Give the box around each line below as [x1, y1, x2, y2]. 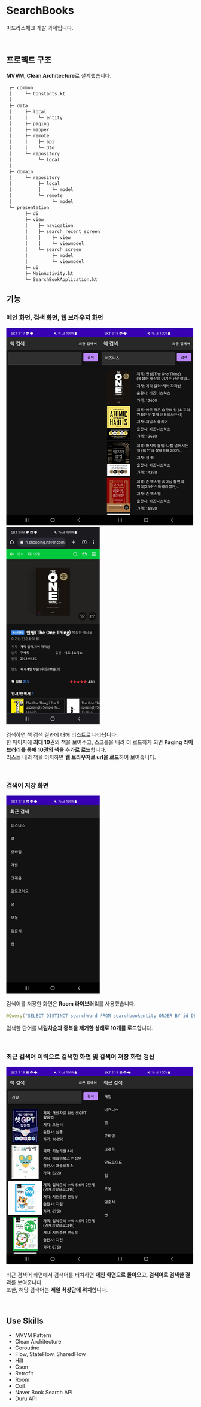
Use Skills [6, 1315, 44, 1326]
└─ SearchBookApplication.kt [25, 276, 98, 282]
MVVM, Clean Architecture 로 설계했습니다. [6, 72, 112, 79]
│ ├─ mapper [8, 126, 50, 132]
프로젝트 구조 [6, 55, 52, 65]
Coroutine [14, 1344, 40, 1351]
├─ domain [8, 168, 33, 174]
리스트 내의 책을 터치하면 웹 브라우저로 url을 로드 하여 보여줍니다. [6, 754, 156, 761]
